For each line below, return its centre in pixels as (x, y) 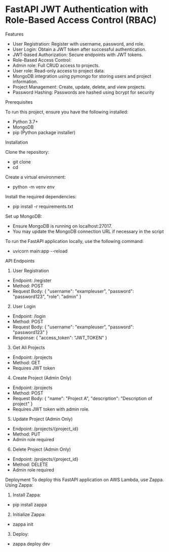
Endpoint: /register (32, 280)
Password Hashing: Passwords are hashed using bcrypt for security (83, 92)
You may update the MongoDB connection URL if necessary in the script (88, 231)
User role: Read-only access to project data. (59, 71)
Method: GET (26, 362)
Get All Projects (29, 347)
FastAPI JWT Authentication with (77, 9)
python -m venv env (33, 187)
